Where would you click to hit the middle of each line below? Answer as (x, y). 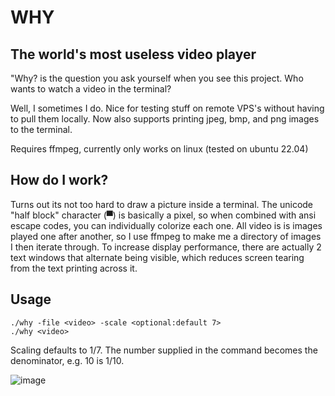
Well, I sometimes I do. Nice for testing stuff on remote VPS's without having (167, 108)
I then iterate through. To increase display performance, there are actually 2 (166, 247)
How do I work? (59, 180)
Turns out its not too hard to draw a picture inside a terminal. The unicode (162, 204)
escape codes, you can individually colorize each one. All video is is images (166, 225)
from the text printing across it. (74, 268)
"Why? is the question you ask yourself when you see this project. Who (157, 78)
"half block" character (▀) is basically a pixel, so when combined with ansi (163, 215)
